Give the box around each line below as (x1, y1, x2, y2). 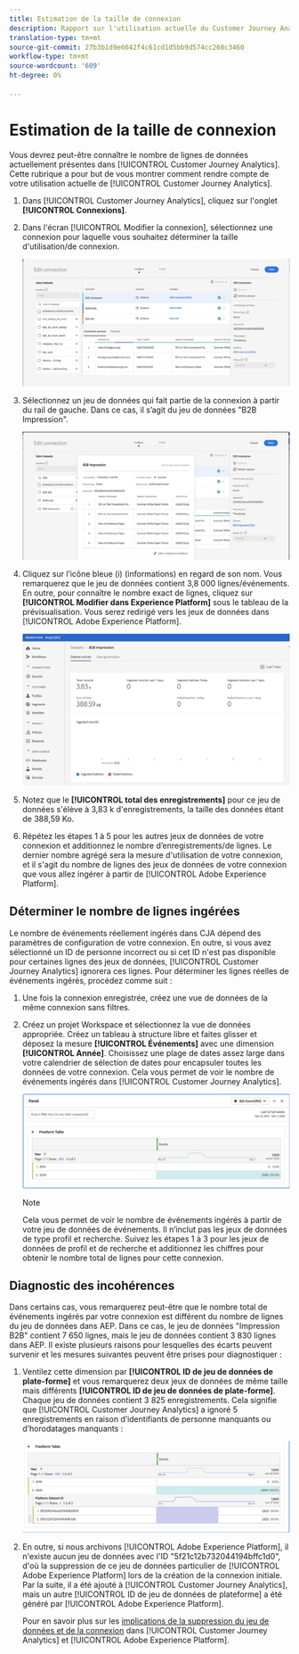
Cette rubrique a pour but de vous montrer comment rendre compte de (9, 168, 270, 179)
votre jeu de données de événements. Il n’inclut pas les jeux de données (21, 1224, 287, 1234)
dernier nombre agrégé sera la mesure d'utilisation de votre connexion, (21, 849, 283, 860)
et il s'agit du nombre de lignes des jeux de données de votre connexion (21, 859, 287, 869)
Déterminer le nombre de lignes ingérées (9, 904, 240, 919)
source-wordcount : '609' (9, 62, 101, 71)
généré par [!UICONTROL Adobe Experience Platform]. (21, 1598, 224, 1608)
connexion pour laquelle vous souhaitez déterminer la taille (21, 231, 238, 242)
